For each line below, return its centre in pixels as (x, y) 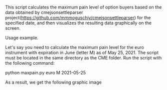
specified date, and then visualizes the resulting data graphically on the (79, 23)
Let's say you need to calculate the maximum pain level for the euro (75, 47)
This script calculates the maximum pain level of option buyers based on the (83, 7)
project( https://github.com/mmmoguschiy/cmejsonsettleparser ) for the (78, 18)
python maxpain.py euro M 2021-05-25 (46, 73)
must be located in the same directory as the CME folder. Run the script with (83, 58)
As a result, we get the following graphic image (54, 82)
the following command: (30, 63)
